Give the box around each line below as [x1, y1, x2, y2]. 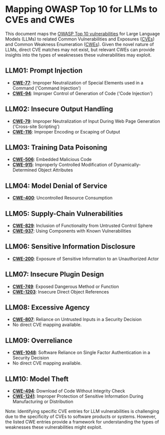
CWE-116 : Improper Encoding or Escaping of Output [12, 128, 120, 134]
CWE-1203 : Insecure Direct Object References [12, 288, 109, 294]
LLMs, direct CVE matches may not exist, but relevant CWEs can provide [5, 46, 155, 52]
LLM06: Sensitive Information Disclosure [5, 242, 136, 251]
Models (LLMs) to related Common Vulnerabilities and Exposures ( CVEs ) [5, 36, 155, 42]
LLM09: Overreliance [5, 336, 72, 344]
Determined [12, 167, 37, 173]
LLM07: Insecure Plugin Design [5, 270, 104, 278]
